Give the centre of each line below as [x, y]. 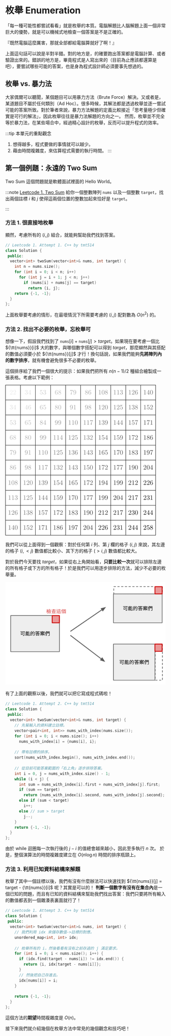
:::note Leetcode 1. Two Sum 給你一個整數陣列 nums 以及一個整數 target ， [82, 192]
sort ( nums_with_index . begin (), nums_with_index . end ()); [75, 758]
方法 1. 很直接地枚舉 [29, 223]
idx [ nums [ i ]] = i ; [38, 981]
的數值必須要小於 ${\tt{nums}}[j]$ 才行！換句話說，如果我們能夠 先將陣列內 [84, 354]
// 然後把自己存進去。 [39, 975]
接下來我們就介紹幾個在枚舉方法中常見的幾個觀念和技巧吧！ [68, 1028]
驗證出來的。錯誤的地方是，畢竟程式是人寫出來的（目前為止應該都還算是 [81, 60]
